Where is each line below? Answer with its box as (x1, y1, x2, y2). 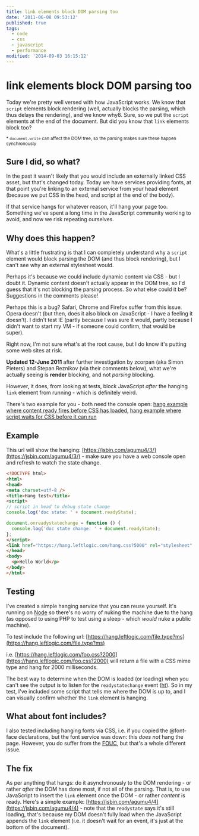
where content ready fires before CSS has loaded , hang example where (6, 407, 182, 414)
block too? (6, 123, 32, 131)
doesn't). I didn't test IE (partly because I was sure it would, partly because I (6, 317, 193, 324)
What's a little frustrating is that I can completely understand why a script (6, 249, 188, 256)
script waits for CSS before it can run (6, 413, 97, 420)
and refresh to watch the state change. (6, 459, 102, 466)
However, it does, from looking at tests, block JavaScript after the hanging (6, 383, 188, 390)
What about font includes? (6, 711, 107, 722)
